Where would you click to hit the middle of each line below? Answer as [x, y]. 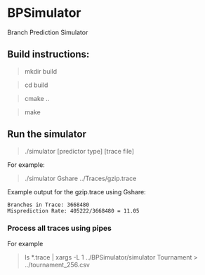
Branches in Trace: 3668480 [48, 205]
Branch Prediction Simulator [48, 32]
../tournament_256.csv [57, 264]
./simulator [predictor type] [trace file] [79, 151]
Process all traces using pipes [60, 228]
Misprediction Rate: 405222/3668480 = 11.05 [73, 211]
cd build [36, 85]
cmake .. [37, 98]
